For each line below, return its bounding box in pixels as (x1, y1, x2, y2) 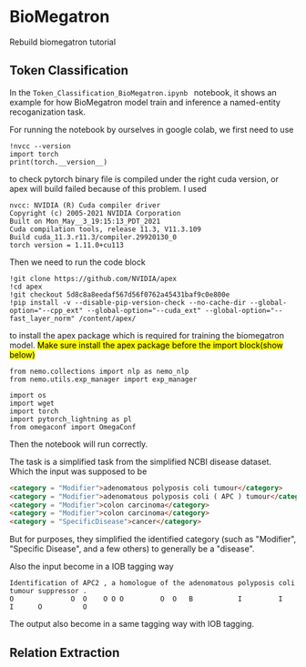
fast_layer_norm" (9, 314, 76, 323)
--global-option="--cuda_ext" (87, 306, 202, 315)
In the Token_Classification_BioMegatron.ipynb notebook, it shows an (9, 86, 277, 97)
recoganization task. (9, 106, 87, 117)
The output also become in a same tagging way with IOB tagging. (9, 619, 255, 630)
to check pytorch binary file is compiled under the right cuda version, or (9, 173, 280, 184)
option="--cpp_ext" (9, 306, 84, 315)
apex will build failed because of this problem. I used (9, 183, 207, 194)
